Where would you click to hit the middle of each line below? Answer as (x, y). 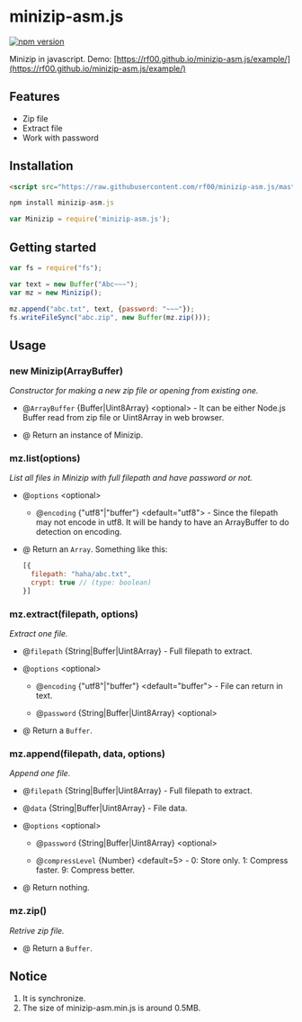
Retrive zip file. (37, 930)
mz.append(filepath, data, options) (88, 754)
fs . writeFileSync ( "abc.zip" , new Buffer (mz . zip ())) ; (110, 317)
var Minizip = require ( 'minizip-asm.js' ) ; (90, 219)
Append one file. (40, 773)
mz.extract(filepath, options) (74, 614)
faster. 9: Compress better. (85, 870)
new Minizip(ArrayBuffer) (67, 371)
